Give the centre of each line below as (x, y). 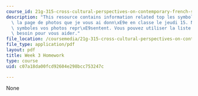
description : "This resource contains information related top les (91, 17)
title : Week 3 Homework (35, 55)
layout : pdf (21, 50)
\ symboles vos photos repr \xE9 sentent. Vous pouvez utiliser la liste (101, 28)
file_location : (25, 39)
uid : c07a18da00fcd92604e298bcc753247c (55, 66)
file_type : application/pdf (41, 45)
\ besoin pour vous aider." (46, 34)
